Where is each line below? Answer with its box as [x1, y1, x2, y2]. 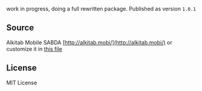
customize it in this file [6, 45, 62, 52]
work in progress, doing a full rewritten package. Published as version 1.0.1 [6, 5, 196, 12]
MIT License [6, 79, 38, 86]
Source [6, 22, 35, 33]
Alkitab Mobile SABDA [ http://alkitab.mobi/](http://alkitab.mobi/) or [6, 39, 173, 46]
